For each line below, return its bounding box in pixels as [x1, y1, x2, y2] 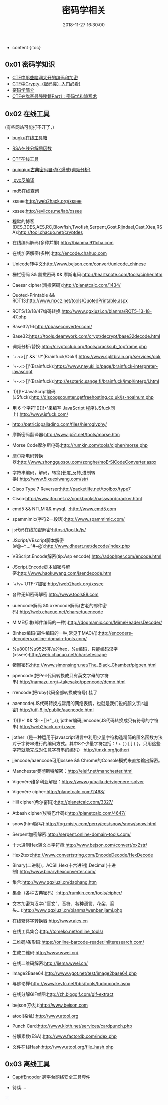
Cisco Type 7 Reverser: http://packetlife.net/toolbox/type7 [12, 486, 131, 492]
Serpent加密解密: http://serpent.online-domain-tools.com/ [12, 831, 131, 837]
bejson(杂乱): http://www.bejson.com [12, 1002, 88, 1008]
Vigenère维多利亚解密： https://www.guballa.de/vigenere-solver [12, 778, 144, 784]
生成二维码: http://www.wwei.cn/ [12, 949, 79, 955]
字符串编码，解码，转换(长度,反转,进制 [12, 469, 91, 475]
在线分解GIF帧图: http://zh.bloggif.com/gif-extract [12, 991, 114, 997]
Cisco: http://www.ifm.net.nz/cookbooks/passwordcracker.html [12, 495, 142, 501]
